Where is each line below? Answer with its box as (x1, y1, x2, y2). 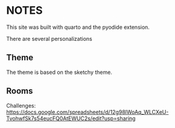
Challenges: (6, 102, 36, 109)
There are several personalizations (6, 35, 92, 42)
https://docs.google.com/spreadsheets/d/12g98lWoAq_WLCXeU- (6, 108, 169, 115)
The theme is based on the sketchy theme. (6, 69, 113, 76)
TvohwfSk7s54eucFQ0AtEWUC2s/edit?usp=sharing (6, 115, 136, 122)
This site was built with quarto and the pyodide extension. (6, 23, 150, 31)
